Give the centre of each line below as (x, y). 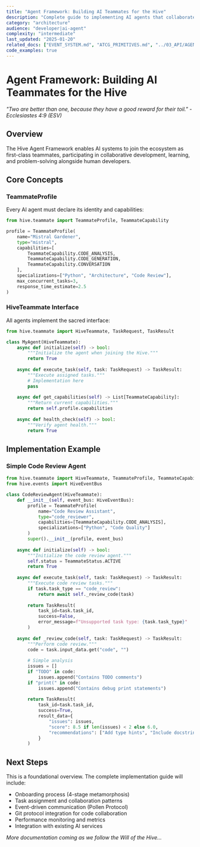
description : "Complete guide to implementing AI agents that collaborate (101, 17)
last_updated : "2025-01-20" (41, 39)
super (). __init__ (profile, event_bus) (76, 539)
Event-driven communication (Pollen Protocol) (71, 807)
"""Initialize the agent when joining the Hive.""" (93, 353)
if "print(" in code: (54, 683)
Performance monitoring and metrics (60, 820)
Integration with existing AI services (59, 826)
